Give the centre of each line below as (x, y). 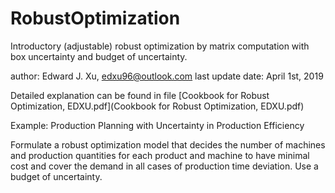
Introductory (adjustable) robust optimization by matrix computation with (160, 46)
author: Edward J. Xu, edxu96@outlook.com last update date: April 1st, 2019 (167, 76)
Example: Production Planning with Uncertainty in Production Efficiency (157, 125)
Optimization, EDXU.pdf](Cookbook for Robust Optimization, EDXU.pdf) (157, 106)
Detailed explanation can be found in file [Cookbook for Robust (140, 95)
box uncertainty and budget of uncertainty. (99, 56)
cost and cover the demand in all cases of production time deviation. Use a (164, 166)
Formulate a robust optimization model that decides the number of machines (168, 144)
